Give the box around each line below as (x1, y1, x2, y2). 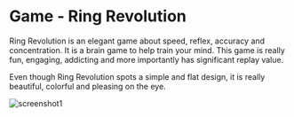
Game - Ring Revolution (9, 6, 187, 27)
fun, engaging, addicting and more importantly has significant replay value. (9, 54, 284, 65)
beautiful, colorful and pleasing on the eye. (9, 81, 166, 91)
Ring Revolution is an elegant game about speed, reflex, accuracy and (9, 35, 265, 46)
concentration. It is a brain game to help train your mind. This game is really (9, 44, 286, 55)
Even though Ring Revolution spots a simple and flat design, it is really (9, 71, 266, 82)
